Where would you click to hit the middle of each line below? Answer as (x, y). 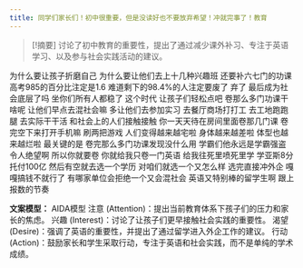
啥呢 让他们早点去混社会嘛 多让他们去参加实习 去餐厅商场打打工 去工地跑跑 (149, 109)
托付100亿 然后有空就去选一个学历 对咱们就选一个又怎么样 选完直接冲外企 (147, 166)
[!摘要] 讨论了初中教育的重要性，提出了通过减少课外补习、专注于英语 (160, 45)
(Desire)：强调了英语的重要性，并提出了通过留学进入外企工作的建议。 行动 (149, 231)
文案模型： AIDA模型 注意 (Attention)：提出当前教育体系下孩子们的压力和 (145, 208)
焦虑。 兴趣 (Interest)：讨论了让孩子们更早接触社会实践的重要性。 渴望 (156, 220)
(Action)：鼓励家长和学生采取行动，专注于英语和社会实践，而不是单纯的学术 (151, 243)
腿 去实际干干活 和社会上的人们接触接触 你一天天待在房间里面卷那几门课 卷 (149, 121)
